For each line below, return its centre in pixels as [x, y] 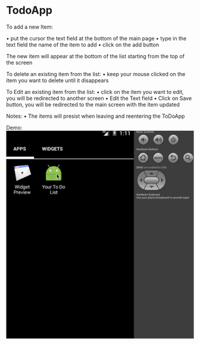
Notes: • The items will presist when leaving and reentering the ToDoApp [96, 116]
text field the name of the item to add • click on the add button [83, 45]
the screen [19, 62]
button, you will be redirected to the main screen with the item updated [93, 104]
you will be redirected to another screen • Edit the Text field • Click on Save [99, 98]
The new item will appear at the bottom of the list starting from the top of [96, 56]
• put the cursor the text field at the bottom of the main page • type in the [96, 38]
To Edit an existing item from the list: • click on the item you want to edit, [95, 92]
